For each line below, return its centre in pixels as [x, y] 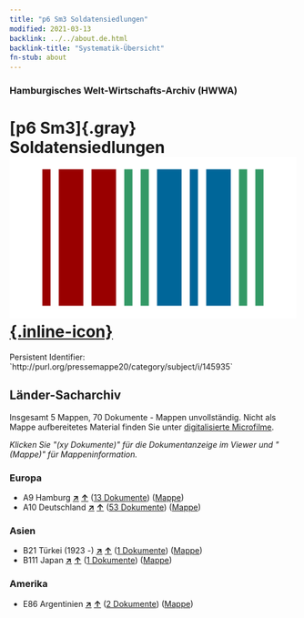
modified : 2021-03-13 [51, 29]
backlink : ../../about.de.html [69, 38]
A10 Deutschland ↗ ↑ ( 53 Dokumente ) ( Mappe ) [112, 507]
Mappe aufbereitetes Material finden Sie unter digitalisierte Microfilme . [142, 427]
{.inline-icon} [61, 332]
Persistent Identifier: [47, 357]
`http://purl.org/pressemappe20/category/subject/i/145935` [122, 366]
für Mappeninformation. [93, 454]
